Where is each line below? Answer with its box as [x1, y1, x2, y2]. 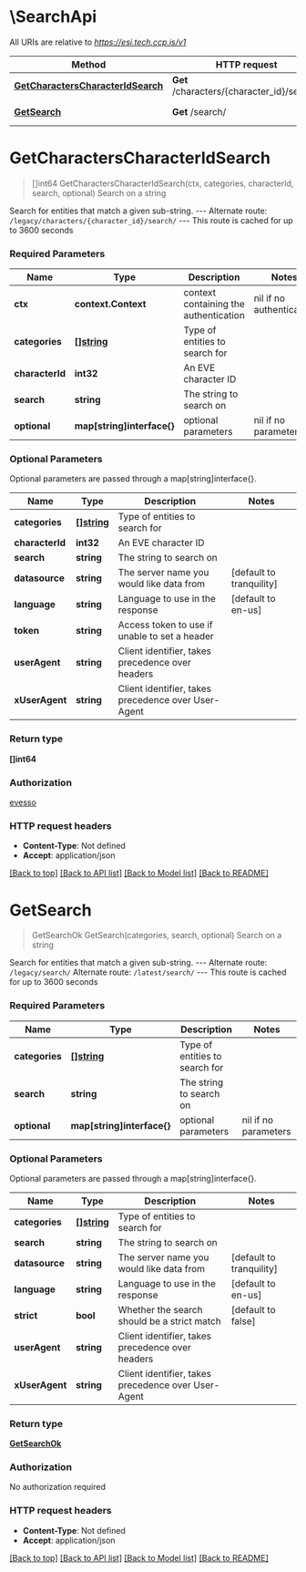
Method [71, 57, 107, 70]
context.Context [74, 298, 147, 311]
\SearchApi [9, 6, 97, 27]
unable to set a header [117, 630, 214, 643]
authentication [183, 309, 246, 322]
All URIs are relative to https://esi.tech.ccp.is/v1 [9, 36, 187, 47]
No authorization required [9, 1482, 107, 1493]
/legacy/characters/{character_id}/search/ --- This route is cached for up [9, 214, 293, 225]
